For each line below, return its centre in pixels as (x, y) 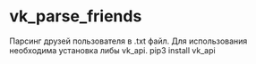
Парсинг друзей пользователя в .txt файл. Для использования (128, 41)
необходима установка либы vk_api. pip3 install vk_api (113, 50)
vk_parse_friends (76, 16)
